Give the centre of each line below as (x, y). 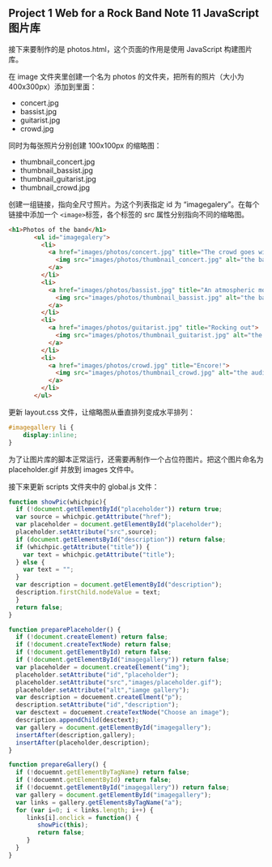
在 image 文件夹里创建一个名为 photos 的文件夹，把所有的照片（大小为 (126, 76)
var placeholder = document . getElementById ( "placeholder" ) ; (119, 525)
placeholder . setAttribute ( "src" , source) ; (87, 532)
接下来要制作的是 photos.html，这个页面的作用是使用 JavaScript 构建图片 (131, 49)
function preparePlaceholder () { (65, 629)
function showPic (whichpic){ (57, 502)
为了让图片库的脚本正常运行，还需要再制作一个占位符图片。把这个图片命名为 (136, 459)
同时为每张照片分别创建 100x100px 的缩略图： (85, 145)
